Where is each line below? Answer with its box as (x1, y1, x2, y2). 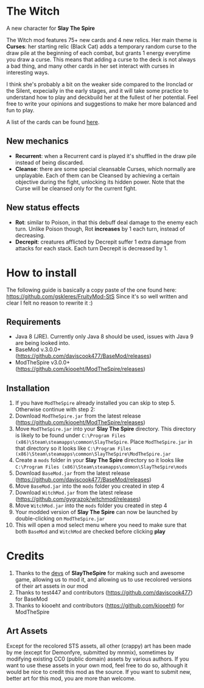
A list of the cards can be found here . (6, 118, 100, 126)
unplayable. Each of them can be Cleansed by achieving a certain (15, 172, 180, 179)
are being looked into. (15, 339, 70, 347)
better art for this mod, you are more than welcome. (6, 675, 136, 682)
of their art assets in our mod (15, 582, 88, 590)
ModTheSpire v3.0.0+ (15, 359, 71, 366)
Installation (6, 383, 50, 393)
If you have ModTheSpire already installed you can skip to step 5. (15, 399, 175, 407)
